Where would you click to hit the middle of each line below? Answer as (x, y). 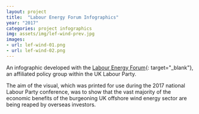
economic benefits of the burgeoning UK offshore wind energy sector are (97, 98)
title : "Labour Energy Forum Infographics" (62, 17)
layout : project (26, 12)
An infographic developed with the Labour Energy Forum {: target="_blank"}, (100, 67)
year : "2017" (22, 23)
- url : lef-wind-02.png (36, 51)
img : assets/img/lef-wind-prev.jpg (50, 34)
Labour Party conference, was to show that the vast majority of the (89, 92)
